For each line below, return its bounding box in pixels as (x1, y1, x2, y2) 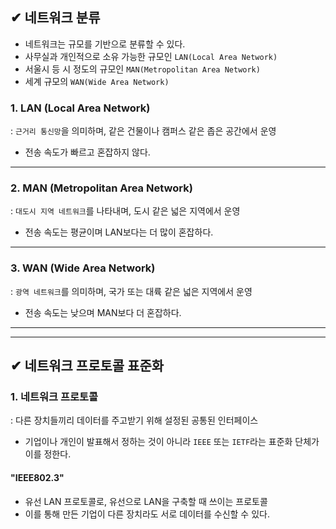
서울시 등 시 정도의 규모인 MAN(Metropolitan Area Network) (24, 63, 261, 75)
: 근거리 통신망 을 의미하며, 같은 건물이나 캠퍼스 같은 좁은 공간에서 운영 (10, 125, 277, 137)
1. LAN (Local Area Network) (10, 101, 151, 115)
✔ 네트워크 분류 (10, 9, 101, 27)
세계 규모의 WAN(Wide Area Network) (24, 75, 170, 87)
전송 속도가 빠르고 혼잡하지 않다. (24, 146, 151, 158)
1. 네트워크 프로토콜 (10, 390, 99, 404)
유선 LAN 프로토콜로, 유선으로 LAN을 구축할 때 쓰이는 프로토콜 (24, 495, 268, 507)
